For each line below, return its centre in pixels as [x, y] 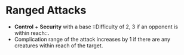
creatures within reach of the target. [59, 46]
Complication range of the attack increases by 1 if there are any [92, 39]
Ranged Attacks [46, 10]
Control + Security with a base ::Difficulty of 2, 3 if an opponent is [96, 27]
